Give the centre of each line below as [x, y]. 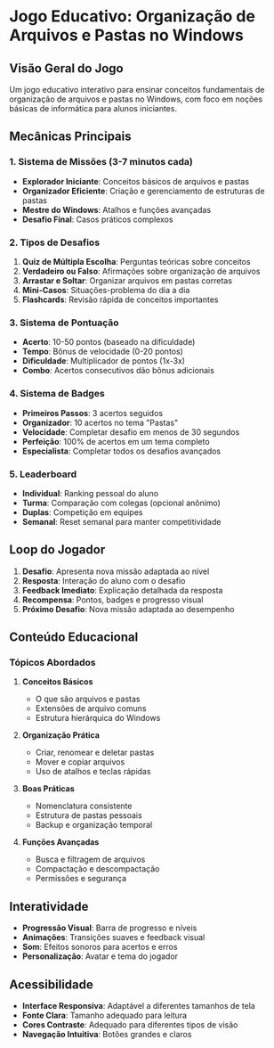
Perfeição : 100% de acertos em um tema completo [116, 441]
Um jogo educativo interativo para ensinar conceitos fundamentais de [137, 90]
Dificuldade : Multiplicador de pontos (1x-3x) [103, 361]
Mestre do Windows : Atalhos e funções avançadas [117, 209]
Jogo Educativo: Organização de [133, 16]
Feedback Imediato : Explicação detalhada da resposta [122, 590]
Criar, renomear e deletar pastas [95, 753]
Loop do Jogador [57, 550]
